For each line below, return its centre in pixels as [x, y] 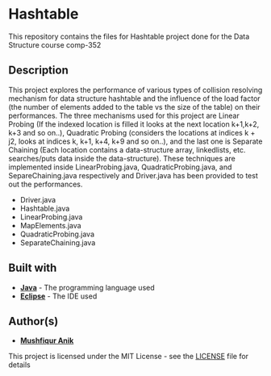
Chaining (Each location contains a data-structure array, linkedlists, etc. [127, 149]
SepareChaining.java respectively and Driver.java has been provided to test [133, 175]
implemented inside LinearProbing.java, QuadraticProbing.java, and [120, 167]
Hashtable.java [45, 208]
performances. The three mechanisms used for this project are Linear [124, 115]
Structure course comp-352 [55, 44]
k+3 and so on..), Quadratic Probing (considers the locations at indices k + [132, 132]
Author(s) [33, 321]
